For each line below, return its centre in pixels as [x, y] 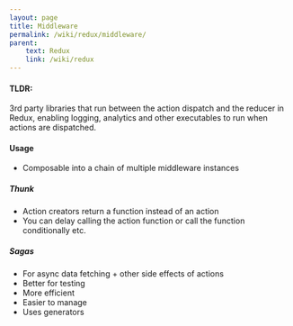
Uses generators [53, 312]
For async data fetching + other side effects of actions [123, 274]
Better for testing [53, 284]
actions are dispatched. [53, 128]
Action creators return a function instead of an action [120, 212]
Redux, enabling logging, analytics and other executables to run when [138, 118]
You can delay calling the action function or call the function [133, 221]
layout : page [34, 18]
